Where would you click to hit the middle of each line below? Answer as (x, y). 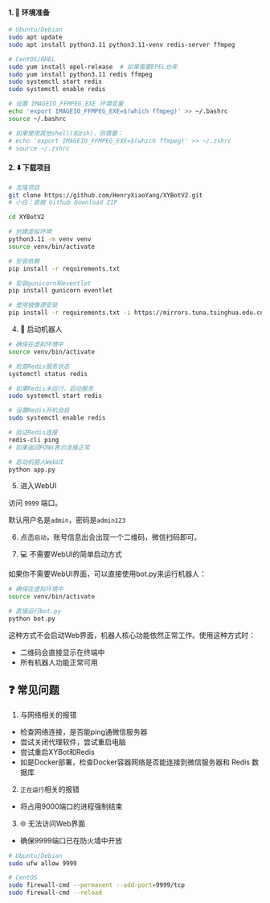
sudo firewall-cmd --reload (55, 893)
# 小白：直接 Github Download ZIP (63, 203)
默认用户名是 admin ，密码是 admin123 (67, 520)
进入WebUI (38, 486)
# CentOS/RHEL (32, 59)
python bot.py (32, 619)
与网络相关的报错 (48, 715)
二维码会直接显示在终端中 (62, 652)
